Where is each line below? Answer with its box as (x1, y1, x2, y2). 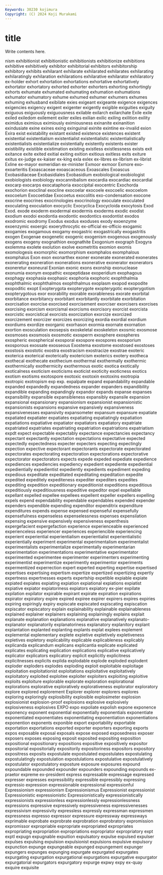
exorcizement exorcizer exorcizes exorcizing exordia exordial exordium (5, 317, 147, 323)
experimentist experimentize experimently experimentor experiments (5, 560, 143, 565)
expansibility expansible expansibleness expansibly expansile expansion (5, 394, 150, 400)
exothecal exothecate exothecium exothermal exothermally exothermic (5, 358, 147, 364)
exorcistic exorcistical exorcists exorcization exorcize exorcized (5, 311, 132, 317)
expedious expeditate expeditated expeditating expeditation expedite (5, 472, 143, 477)
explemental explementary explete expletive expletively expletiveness (5, 632, 145, 638)
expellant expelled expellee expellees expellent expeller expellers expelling (5, 492, 155, 498)
